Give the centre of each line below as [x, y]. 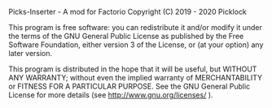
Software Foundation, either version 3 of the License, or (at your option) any [136, 45]
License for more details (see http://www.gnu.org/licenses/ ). [111, 95]
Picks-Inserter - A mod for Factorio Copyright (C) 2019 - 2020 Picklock [127, 12]
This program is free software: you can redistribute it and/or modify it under [135, 27]
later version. [31, 53]
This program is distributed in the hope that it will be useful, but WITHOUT [133, 69]
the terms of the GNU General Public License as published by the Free [126, 36]
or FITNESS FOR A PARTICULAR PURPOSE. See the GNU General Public [129, 86]
